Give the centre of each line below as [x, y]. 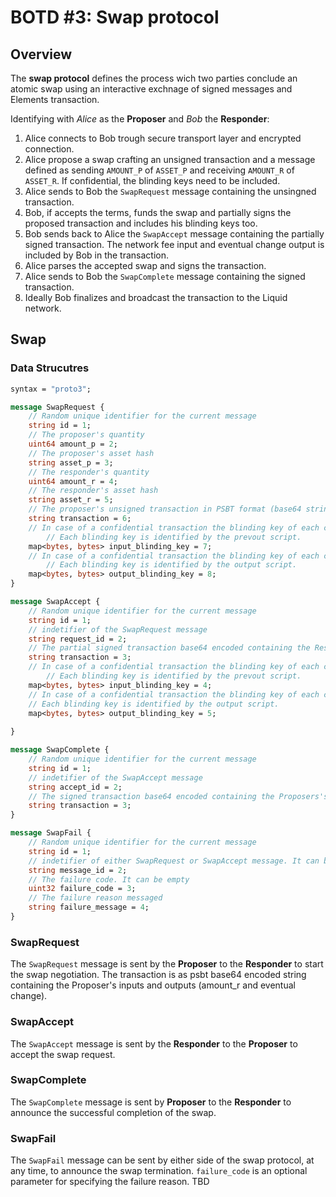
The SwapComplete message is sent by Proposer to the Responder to [151, 1102]
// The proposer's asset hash [91, 453]
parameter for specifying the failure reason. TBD [110, 1182]
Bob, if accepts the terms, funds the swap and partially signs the [158, 212]
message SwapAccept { [55, 602]
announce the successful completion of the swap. [113, 1112]
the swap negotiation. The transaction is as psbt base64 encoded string [158, 975]
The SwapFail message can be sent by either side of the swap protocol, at [162, 1160]
